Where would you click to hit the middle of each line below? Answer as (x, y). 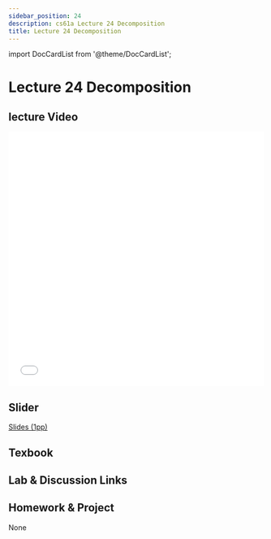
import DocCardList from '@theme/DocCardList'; (90, 54)
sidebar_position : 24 (45, 16)
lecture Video (43, 117)
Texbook (31, 452)
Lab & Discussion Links (68, 480)
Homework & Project (62, 508)
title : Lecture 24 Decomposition (65, 31)
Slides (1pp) (28, 427)
